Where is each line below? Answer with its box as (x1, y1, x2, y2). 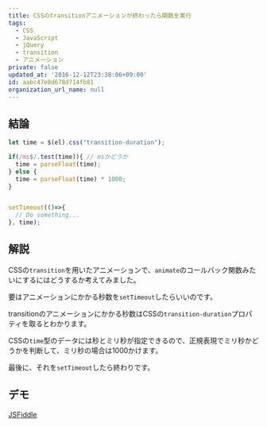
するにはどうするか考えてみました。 (22, 275, 141, 285)
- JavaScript (15, 33, 59, 42)
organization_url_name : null (8, 85, 105, 94)
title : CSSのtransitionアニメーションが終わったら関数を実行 (8, 11, 192, 20)
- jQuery (15, 41, 44, 49)
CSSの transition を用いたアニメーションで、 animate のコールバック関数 (8, 265, 242, 274)
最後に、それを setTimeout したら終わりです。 (8, 363, 155, 372)
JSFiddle (8, 410, 37, 419)
